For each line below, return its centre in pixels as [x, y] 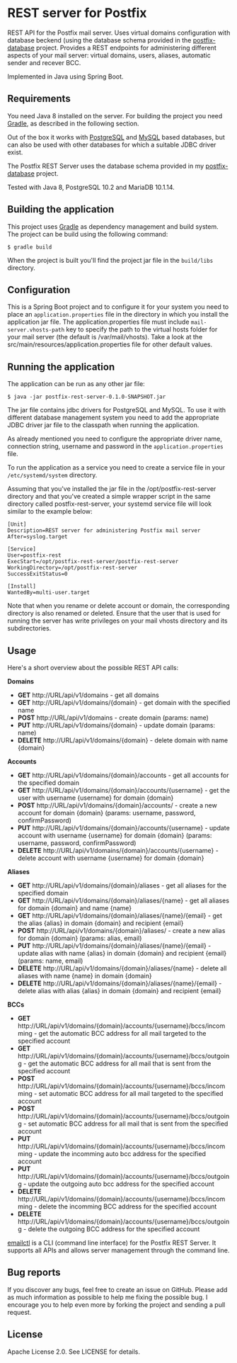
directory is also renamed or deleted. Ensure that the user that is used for [114, 613]
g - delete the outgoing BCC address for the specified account [109, 1229]
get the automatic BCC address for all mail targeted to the [122, 1033]
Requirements [39, 99]
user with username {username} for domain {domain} [96, 798]
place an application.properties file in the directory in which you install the [118, 315]
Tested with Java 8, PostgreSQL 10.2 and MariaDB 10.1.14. [91, 187]
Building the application [61, 209]
